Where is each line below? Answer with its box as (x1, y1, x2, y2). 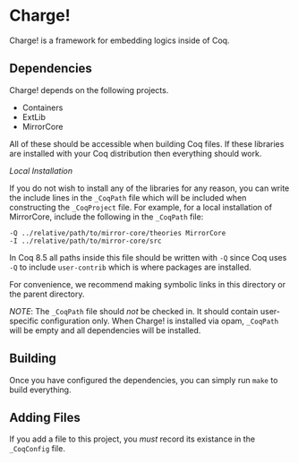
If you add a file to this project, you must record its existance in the (9, 433, 256, 444)
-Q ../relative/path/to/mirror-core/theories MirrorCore (9, 228, 226, 237)
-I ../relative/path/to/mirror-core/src (9, 236, 163, 245)
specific (9, 315, 39, 326)
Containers (21, 102, 64, 113)
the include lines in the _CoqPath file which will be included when (9, 192, 247, 202)
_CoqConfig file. (9, 443, 65, 454)
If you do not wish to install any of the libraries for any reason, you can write (9, 183, 290, 193)
